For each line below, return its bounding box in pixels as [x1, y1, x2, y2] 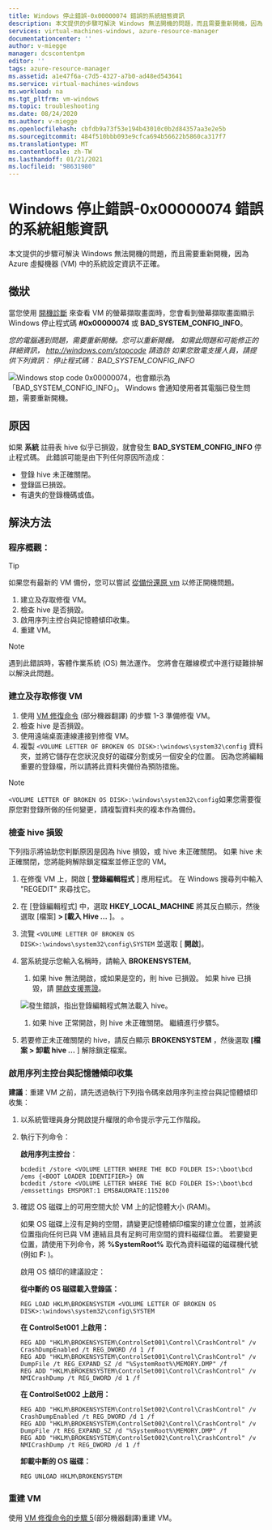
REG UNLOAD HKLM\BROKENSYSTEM [19, 1472, 123, 1481]
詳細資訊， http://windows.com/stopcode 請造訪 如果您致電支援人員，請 [8, 345, 250, 355]
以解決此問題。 [8, 668, 58, 678]
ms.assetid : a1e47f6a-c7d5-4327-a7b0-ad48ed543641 [8, 72, 183, 80]
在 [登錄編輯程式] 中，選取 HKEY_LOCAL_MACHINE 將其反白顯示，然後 [19, 901, 261, 911]
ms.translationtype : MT [8, 139, 89, 148]
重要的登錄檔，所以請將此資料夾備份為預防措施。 [19, 761, 184, 771]
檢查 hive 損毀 [8, 826, 63, 838]
